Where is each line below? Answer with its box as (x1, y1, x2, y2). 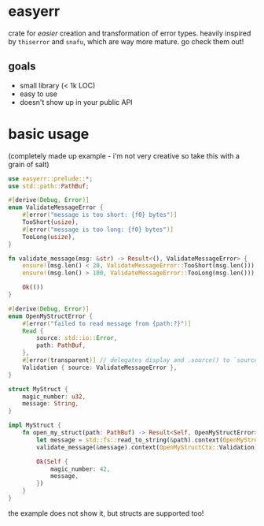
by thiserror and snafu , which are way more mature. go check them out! (8, 36, 244, 46)
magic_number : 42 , (49, 464, 111, 473)
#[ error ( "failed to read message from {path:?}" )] (22, 319, 192, 327)
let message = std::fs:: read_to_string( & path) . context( (36, 436, 223, 444)
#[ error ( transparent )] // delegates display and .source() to (22, 356, 230, 364)
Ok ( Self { (36, 457, 68, 465)
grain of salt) (8, 159, 49, 169)
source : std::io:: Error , (36, 334, 118, 342)
